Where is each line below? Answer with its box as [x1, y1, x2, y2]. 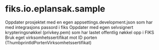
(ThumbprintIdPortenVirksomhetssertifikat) [5, 39, 92, 45]
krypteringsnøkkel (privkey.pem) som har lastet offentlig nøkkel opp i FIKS [5, 29, 154, 35]
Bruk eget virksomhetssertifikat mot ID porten [5, 35, 97, 40]
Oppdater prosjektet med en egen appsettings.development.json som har [5, 19, 153, 25]
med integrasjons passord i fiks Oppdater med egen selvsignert [5, 24, 134, 30]
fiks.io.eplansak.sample [5, 3, 105, 14]
